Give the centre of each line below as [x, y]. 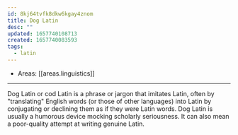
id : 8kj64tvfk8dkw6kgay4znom [50, 14]
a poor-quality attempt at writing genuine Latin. [76, 124]
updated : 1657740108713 [42, 34]
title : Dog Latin [33, 20]
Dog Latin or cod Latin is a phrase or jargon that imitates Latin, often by [111, 93]
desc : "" [20, 27]
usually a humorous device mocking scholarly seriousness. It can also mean [118, 116]
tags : [15, 47]
